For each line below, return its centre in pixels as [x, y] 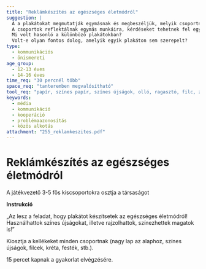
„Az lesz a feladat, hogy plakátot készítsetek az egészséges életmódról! [97, 216]
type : [13, 47]
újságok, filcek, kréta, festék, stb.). [50, 248]
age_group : [20, 63]
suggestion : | [25, 18]
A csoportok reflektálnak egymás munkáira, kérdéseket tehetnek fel [101, 29]
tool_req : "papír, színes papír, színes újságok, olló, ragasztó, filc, [101, 92]
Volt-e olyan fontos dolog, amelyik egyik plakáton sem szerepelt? [100, 41]
